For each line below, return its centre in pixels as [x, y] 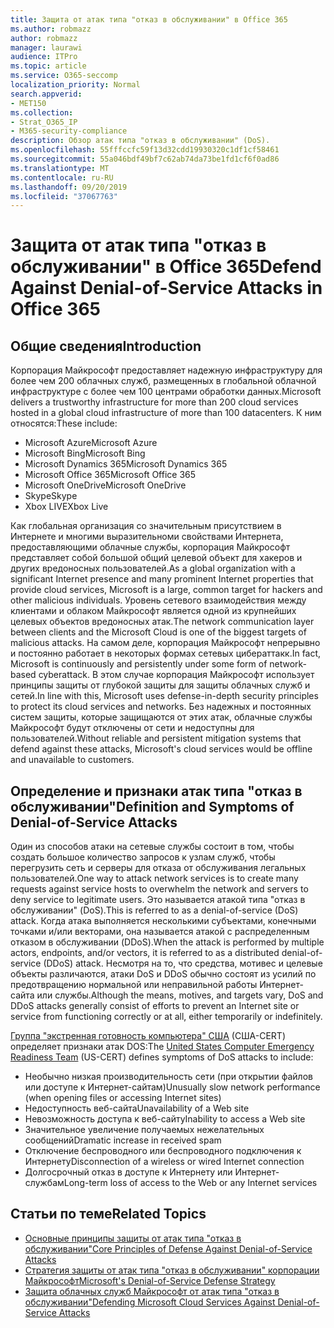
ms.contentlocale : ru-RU [62, 177]
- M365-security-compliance [69, 131]
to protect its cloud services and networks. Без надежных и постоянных [161, 707]
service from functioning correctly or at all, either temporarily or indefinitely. [166, 1017]
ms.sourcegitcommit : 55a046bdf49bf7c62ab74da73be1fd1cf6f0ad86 [145, 159]
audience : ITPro [44, 57]
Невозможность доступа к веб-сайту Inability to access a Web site [165, 1119]
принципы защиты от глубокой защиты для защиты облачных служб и [160, 685]
